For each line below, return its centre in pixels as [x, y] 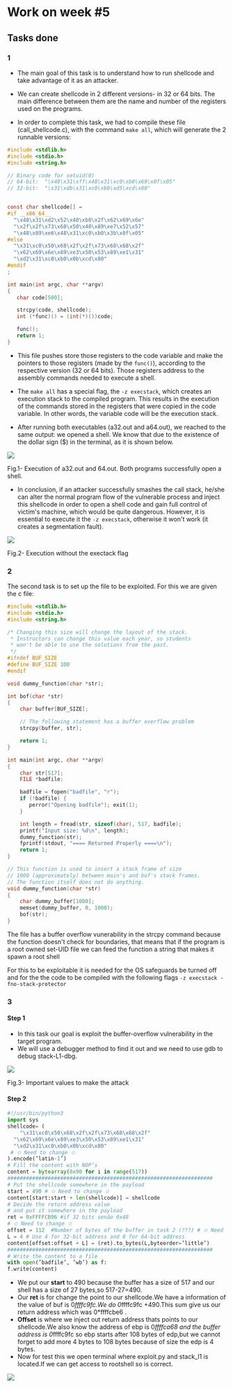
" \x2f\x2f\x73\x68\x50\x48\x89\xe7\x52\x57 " [79, 226]
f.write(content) [32, 1269]
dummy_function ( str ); [51, 837]
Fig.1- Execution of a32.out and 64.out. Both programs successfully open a [114, 468]
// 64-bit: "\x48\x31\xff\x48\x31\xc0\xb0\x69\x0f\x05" [91, 182]
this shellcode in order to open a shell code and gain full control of [112, 504]
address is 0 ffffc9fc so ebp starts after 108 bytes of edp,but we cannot [119, 1334]
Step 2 [17, 1098]
